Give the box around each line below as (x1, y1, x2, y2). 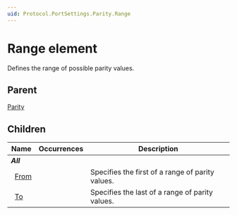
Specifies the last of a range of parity (90, 188, 213, 197)
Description (138, 144, 178, 154)
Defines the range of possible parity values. (7, 64, 135, 72)
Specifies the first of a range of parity (90, 167, 214, 177)
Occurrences (38, 144, 84, 154)
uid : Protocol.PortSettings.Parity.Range (7, 10, 131, 18)
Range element (7, 40, 97, 56)
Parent (7, 84, 37, 96)
